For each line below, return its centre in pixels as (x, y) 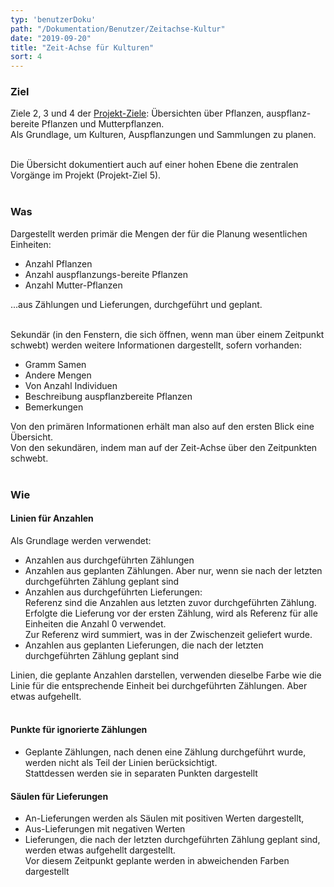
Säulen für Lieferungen (59, 796)
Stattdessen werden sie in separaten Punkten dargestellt (141, 773)
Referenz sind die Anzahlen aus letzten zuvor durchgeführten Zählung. (170, 602)
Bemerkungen (54, 407)
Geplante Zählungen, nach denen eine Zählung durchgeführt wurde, (165, 752)
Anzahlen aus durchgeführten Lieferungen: (113, 592)
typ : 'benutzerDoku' (53, 19)
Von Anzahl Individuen (71, 385)
